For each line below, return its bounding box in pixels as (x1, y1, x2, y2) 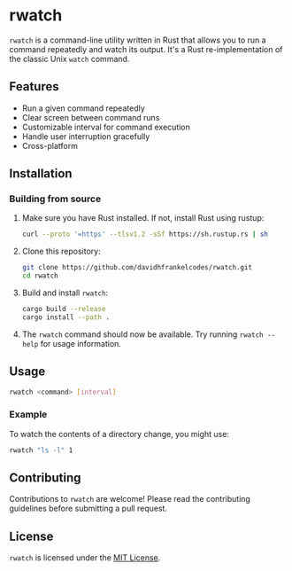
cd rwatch (21, 271, 59, 280)
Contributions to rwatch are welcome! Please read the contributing (9, 494, 250, 505)
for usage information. (40, 338, 122, 348)
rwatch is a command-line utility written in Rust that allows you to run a (9, 35, 267, 45)
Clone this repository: (21, 246, 101, 257)
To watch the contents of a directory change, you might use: (9, 428, 230, 439)
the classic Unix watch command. (9, 53, 130, 64)
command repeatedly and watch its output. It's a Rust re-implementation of (9, 43, 283, 54)
